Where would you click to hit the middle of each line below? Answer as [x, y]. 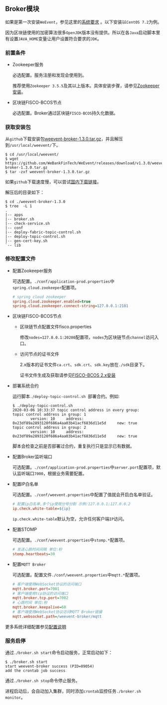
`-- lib [13, 245]
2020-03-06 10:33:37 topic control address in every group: [76, 410]
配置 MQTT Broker [29, 564]
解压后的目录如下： [25, 193]
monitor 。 [15, 698]
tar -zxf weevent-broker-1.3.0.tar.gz [50, 172]
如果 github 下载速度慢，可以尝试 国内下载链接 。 [53, 182]
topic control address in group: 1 [49, 414]
